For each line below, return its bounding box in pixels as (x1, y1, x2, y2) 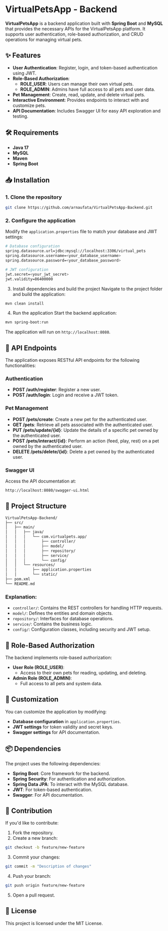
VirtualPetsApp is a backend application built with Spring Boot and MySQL (5, 20, 163, 26)
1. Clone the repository (5, 194, 62, 201)
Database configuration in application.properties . (12, 718, 121, 724)
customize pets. (12, 102, 47, 108)
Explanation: (5, 593, 37, 600)
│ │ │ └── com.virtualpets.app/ (5, 534, 87, 539)
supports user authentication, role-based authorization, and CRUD (5, 31, 144, 37)
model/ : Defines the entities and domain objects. (12, 610, 113, 616)
